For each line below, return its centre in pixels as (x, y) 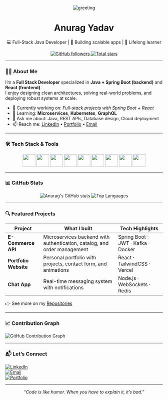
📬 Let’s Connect (26, 354)
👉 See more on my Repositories (39, 303)
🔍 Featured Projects (30, 214)
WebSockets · (134, 284)
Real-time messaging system (78, 281)
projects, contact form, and (75, 264)
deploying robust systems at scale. (41, 98)
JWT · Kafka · (134, 243)
